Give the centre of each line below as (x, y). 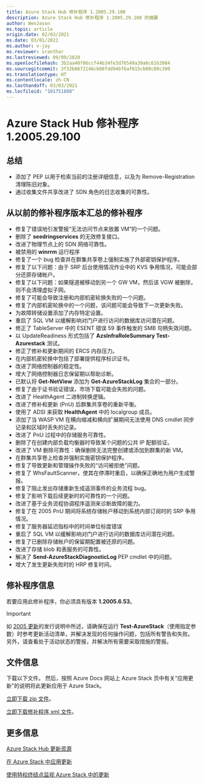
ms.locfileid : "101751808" (41, 92)
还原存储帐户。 (39, 275)
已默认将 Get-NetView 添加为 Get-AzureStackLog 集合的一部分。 (98, 381)
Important (19, 613)
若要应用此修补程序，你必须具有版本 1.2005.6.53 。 (71, 601)
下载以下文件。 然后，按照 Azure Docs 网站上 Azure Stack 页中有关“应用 (97, 678)
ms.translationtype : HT (37, 74)
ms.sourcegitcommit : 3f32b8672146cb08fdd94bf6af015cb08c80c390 (88, 69)
